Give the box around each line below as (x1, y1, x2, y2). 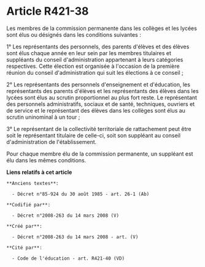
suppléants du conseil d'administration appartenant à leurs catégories (6, 56, 184, 63)
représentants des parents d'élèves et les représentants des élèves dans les (6, 87, 199, 94)
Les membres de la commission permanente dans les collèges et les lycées (6, 24, 198, 32)
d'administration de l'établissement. (6, 138, 97, 145)
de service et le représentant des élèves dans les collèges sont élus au (6, 107, 186, 114)
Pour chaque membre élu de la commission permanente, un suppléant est (6, 150, 193, 157)
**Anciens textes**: (6, 180, 60, 186)
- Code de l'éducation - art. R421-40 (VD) (12, 255, 125, 261)
